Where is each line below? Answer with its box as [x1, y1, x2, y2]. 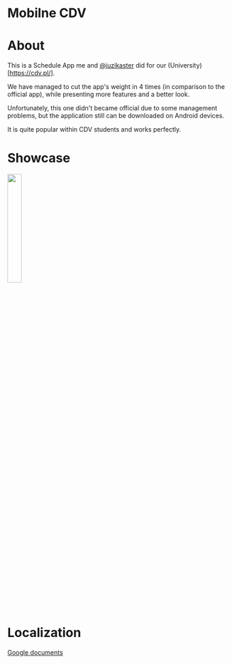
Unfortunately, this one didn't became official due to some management [7, 104, 218, 112]
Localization [7, 625, 82, 641]
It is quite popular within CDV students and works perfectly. [7, 125, 182, 134]
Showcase [7, 150, 71, 167]
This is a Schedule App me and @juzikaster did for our [7, 61, 167, 70]
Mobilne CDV [7, 5, 87, 21]
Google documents [7, 648, 64, 656]
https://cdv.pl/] [9, 69, 53, 78]
